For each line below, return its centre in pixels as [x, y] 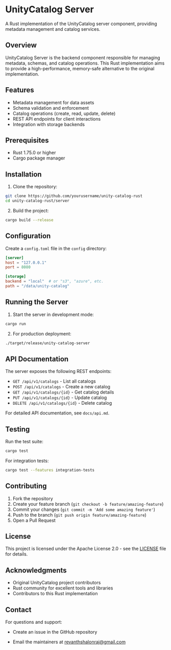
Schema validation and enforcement [51, 108]
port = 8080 [18, 267]
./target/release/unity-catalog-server [48, 343]
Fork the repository [33, 498]
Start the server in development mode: [53, 314]
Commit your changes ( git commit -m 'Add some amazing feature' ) [84, 509]
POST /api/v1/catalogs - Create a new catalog [62, 387]
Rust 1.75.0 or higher [34, 153]
